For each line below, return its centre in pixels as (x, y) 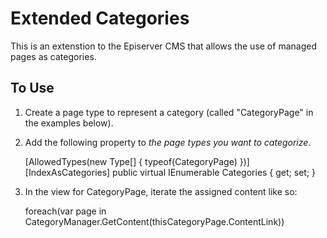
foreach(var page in (65, 211)
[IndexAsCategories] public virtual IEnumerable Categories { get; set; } (170, 172)
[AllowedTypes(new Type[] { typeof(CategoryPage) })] (137, 161)
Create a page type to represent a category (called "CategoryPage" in (169, 112)
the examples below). (69, 123)
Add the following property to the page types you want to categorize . (168, 142)
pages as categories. (53, 56)
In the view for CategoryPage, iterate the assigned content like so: (161, 191)
